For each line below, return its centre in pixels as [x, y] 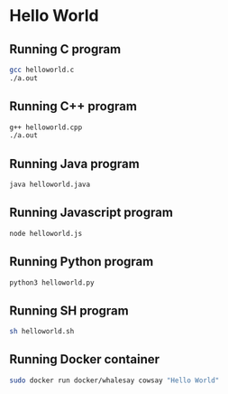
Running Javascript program [91, 213]
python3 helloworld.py [52, 282]
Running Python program [82, 262]
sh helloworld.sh [42, 332]
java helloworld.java [50, 185]
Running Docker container [85, 359]
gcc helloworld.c [42, 70]
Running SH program [69, 310]
